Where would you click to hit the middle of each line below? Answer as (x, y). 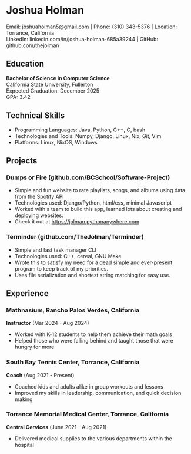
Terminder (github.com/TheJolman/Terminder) (75, 237)
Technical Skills (36, 116)
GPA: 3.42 (18, 97)
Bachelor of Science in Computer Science (58, 78)
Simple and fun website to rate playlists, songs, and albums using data (100, 190)
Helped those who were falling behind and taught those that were (94, 341)
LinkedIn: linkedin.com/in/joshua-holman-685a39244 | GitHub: (82, 39)
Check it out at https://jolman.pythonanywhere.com (77, 222)
